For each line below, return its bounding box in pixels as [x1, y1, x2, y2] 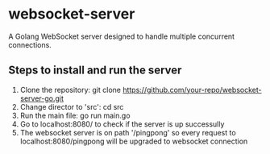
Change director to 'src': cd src [19, 102, 124, 111]
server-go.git [19, 94, 64, 103]
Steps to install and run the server [8, 64, 182, 77]
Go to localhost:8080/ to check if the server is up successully [19, 119, 225, 129]
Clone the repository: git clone [19, 85, 121, 94]
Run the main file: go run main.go [19, 110, 131, 120]
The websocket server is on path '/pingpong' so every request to [19, 127, 236, 137]
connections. [8, 40, 52, 49]
